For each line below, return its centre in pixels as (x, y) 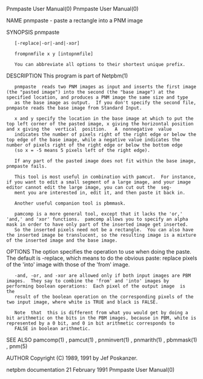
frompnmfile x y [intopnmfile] (54, 54)
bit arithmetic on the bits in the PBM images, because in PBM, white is (101, 318)
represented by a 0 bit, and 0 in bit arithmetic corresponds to (90, 323)
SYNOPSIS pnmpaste (33, 32)
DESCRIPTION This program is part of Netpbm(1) (67, 76)
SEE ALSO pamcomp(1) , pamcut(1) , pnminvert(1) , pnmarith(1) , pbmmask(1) (102, 340)
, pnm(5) (17, 346)
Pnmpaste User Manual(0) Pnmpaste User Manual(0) (72, 9)
